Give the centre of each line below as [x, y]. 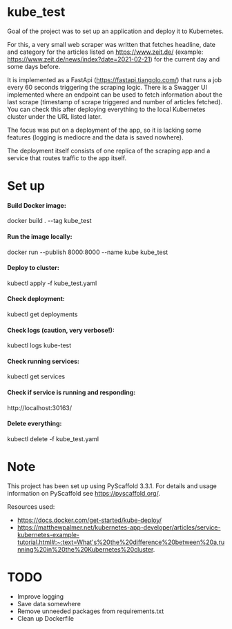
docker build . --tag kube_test [49, 221]
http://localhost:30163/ [40, 407]
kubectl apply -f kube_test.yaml [52, 283]
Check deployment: [36, 299]
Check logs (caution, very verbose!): [61, 330]
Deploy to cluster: [33, 268]
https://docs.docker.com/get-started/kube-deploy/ [89, 520]
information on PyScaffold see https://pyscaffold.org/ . [84, 493]
